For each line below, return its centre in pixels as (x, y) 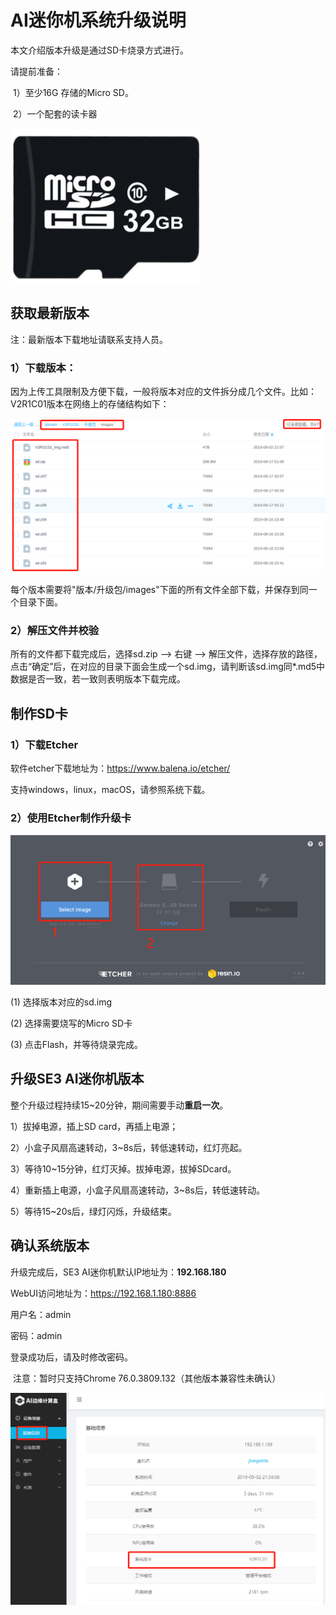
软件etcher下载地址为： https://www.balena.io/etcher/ (120, 768)
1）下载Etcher (44, 744)
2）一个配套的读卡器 (55, 113)
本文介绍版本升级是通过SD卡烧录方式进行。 (100, 50)
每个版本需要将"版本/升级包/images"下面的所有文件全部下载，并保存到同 (159, 590)
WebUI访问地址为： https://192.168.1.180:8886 (103, 1293)
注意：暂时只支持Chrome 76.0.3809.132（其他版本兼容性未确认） (147, 1378)
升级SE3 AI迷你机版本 (77, 1079)
